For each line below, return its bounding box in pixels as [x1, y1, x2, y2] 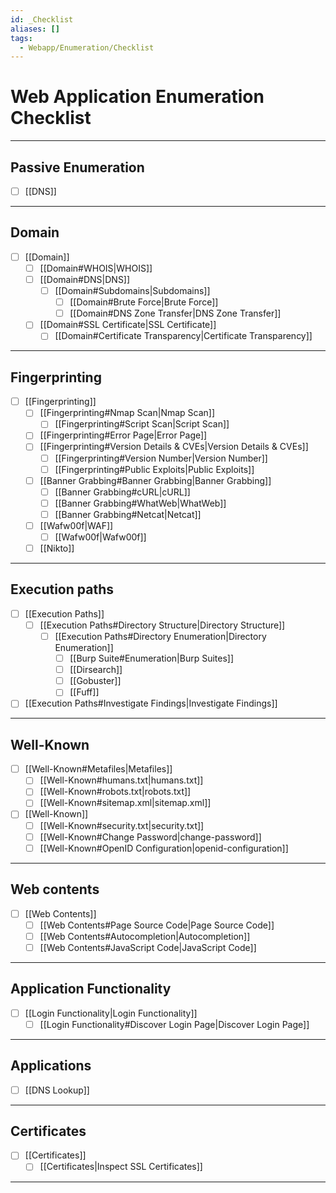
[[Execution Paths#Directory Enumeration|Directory [54, 631, 267, 642]
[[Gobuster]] [69, 675, 122, 687]
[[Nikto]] [39, 542, 75, 554]
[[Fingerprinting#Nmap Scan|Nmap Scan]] [39, 407, 216, 419]
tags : [10, 33, 33, 43]
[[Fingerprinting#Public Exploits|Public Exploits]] [54, 463, 255, 475]
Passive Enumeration [10, 159, 145, 176]
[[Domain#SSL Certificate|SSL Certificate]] [39, 319, 217, 331]
